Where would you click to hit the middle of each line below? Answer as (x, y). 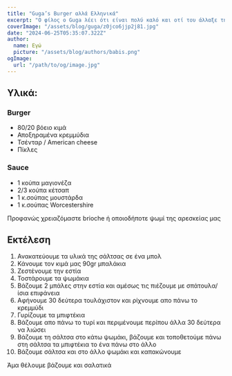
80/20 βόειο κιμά (42, 128)
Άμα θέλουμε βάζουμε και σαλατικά (59, 365)
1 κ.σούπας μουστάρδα (50, 197)
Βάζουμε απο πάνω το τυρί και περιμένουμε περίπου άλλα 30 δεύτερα (119, 323)
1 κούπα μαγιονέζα (44, 182)
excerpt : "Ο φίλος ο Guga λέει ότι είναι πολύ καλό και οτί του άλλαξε (112, 20)
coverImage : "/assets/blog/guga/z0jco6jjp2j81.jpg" (83, 26)
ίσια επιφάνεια (38, 293)
